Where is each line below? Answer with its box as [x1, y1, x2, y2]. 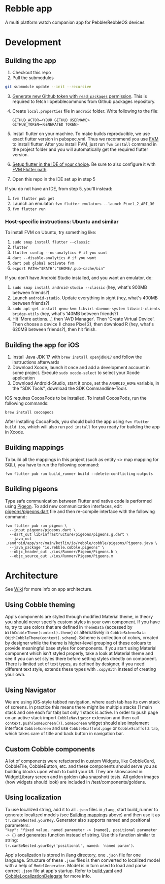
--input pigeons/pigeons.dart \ [9, 527, 76, 532]
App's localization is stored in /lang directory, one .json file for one [5, 852, 141, 858]
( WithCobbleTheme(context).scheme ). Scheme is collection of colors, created [5, 635, 159, 641]
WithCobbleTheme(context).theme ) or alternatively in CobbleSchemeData [5, 629, 146, 636]
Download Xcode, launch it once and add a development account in [12, 364, 150, 370]
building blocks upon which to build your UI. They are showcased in [5, 768, 143, 774]
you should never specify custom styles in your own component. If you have [5, 619, 160, 625]
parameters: [5, 822, 30, 828]
